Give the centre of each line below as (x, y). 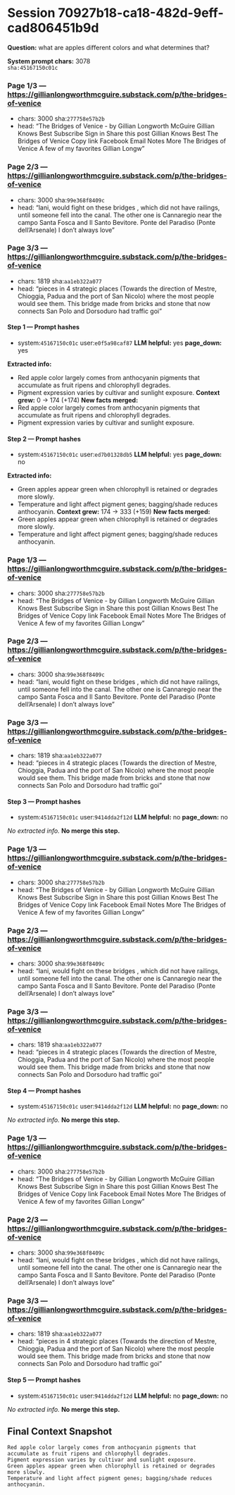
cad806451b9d (53, 28)
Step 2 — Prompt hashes (44, 439)
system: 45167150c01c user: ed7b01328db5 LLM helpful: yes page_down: (120, 454)
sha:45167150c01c (33, 68)
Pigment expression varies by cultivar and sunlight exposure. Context (119, 393)
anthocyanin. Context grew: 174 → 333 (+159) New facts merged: (114, 512)
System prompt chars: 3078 (49, 61)
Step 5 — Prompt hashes (44, 1379)
